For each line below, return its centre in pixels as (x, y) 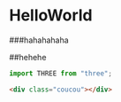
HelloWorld (51, 16)
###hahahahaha (39, 40)
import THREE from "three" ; (61, 73)
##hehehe (28, 57)
